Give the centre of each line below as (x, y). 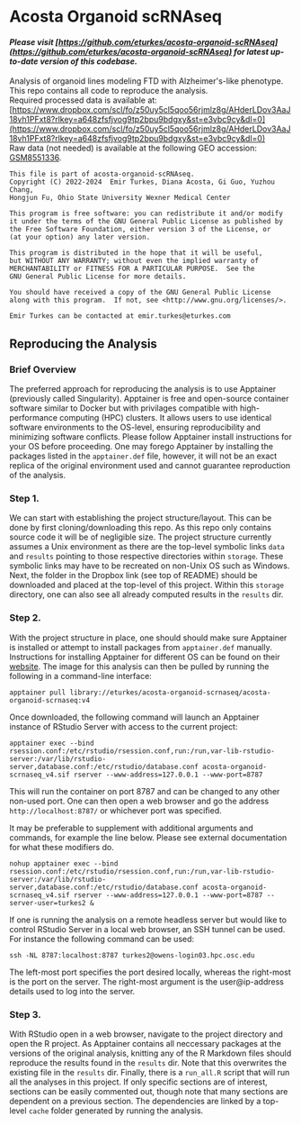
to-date (24, 61)
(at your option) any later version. (80, 237)
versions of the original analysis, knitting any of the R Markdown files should (150, 1053)
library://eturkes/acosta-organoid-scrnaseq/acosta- (170, 692)
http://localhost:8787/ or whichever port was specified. (115, 810)
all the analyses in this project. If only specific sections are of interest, (138, 1082)
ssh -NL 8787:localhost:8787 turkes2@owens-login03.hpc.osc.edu (132, 955)
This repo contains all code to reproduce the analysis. (109, 91)
